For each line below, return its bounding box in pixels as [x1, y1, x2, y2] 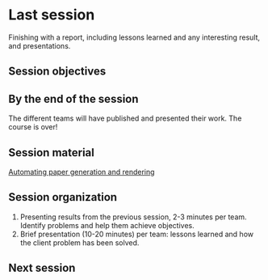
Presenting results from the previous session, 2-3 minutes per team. [19, 212, 248, 222]
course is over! [8, 122, 58, 132]
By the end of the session [8, 91, 139, 106]
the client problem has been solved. [19, 237, 140, 248]
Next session [8, 261, 76, 275]
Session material [8, 146, 94, 159]
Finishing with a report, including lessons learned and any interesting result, [8, 32, 261, 42]
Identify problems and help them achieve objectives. [19, 220, 195, 230]
